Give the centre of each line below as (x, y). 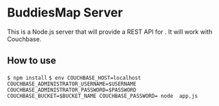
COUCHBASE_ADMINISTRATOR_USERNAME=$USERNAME (72, 84)
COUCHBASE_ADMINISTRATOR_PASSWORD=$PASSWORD (72, 90)
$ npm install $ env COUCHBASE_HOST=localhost (74, 78)
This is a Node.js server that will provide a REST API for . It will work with (110, 32)
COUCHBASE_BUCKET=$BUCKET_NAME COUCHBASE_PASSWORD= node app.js (102, 96)
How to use (32, 61)
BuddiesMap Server (65, 13)
